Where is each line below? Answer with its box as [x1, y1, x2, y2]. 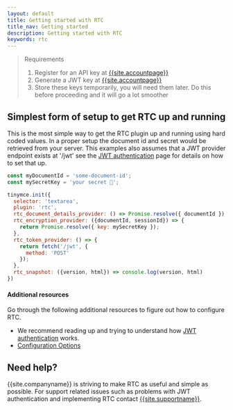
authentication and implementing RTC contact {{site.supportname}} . [7, 394, 202, 403]
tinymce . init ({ [7, 191, 51, 198]
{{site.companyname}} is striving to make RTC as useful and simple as [7, 379, 209, 388]
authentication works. [17, 334, 80, 343]
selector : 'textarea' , [13, 197, 79, 205]
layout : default [7, 10, 54, 17]
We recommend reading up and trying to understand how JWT [17, 327, 197, 335]
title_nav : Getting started [7, 23, 89, 30]
